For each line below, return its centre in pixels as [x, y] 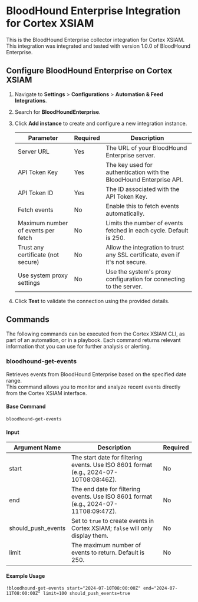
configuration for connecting [146, 279]
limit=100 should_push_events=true [87, 594]
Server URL [34, 152]
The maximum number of [106, 545]
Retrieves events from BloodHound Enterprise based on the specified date [96, 374]
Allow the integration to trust [145, 247]
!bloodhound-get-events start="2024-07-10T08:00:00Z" [74, 588]
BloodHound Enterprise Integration [93, 11]
